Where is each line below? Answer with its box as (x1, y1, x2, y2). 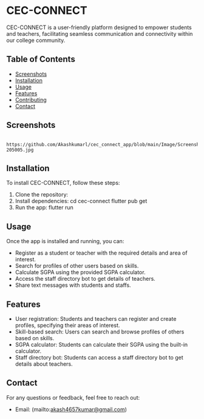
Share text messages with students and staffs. (15, 281, 132, 289)
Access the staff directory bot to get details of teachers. (15, 275, 156, 283)
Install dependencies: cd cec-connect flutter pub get (15, 198, 148, 205)
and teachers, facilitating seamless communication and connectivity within (6, 30, 193, 37)
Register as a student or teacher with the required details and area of (15, 249, 188, 256)
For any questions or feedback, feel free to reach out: (6, 394, 140, 401)
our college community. (6, 36, 66, 44)
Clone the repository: (15, 191, 69, 198)
